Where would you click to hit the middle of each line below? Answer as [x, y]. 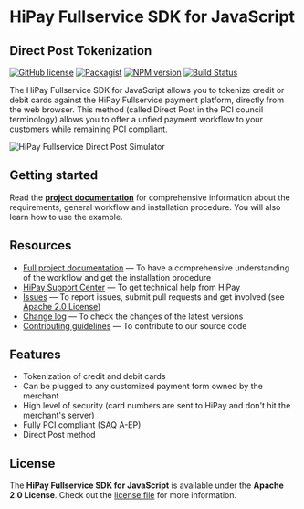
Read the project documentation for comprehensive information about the [150, 197]
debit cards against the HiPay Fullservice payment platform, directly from [147, 100]
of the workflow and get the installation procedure [117, 277]
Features [35, 355]
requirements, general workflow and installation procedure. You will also [145, 207]
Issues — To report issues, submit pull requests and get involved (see [153, 297]
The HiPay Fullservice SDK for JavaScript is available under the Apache [147, 485]
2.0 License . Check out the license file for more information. [123, 495]
